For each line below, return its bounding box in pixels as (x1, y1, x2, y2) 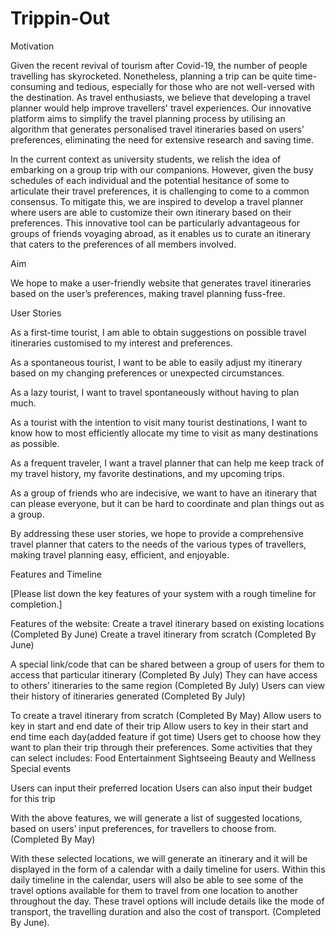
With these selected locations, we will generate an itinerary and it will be (10, 852, 308, 864)
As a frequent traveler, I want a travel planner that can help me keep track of (10, 457, 325, 469)
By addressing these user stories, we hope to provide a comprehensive (10, 527, 304, 539)
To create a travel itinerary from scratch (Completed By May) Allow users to (10, 709, 322, 721)
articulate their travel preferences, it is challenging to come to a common (10, 185, 310, 197)
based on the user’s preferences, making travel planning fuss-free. (10, 287, 286, 299)
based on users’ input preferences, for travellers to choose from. (10, 822, 277, 834)
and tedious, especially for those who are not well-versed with (58, 80, 315, 92)
